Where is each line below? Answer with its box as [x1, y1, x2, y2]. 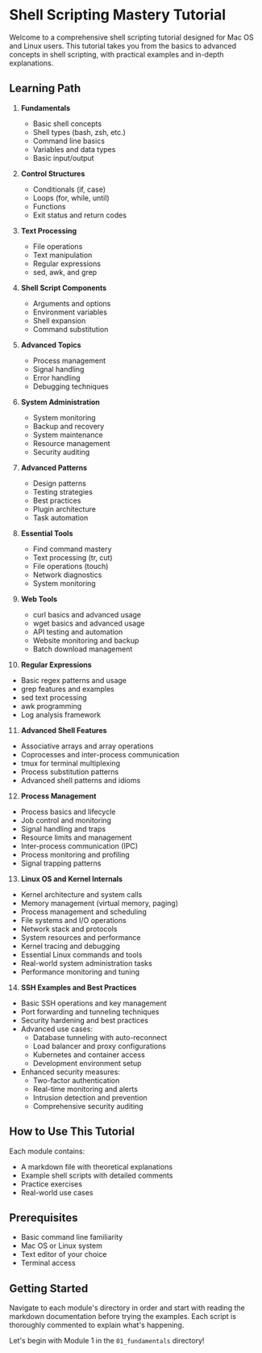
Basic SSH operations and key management [20, 998, 168, 1008]
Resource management [32, 438, 111, 448]
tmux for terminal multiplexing [20, 758, 120, 768]
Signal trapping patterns [20, 858, 102, 868]
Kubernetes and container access [32, 1049, 146, 1060]
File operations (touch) [32, 561, 109, 571]
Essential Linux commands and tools [20, 950, 143, 959]
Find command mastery [32, 544, 112, 554]
